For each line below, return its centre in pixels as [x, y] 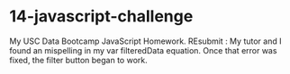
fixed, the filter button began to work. [78, 60]
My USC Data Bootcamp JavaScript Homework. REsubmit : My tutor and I [145, 41]
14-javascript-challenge [101, 16]
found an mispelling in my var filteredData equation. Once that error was [143, 50]
